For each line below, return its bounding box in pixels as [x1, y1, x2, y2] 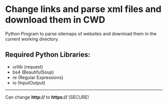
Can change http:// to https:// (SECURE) [5, 94, 89, 100]
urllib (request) [12, 63, 43, 69]
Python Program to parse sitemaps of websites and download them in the [5, 30, 156, 36]
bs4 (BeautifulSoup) [12, 69, 54, 75]
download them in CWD [5, 14, 105, 25]
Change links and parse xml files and [5, 3, 161, 15]
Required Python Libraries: [5, 50, 91, 59]
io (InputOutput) [12, 79, 46, 85]
